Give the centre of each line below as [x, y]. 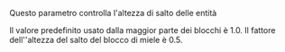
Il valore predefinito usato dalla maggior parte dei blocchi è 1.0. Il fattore [142, 30]
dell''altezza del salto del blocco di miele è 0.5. [96, 40]
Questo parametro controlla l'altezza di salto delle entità [113, 13]
